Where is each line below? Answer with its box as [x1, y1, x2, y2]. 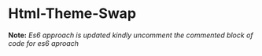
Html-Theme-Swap [8, 5, 136, 23]
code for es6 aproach [8, 38, 79, 47]
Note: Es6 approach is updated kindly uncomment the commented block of [8, 30, 253, 40]
